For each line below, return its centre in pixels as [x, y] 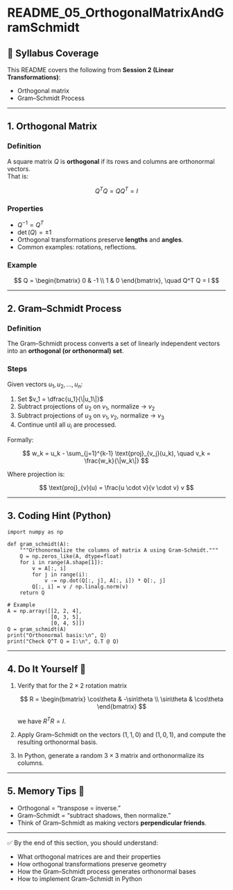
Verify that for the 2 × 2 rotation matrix [72, 686]
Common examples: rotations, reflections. [77, 247]
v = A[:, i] [50, 568]
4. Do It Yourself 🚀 [47, 669]
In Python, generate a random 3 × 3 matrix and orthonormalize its [111, 756]
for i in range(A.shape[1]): [62, 562]
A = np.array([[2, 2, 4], [44, 611]
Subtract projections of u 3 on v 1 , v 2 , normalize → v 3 [90, 416]
